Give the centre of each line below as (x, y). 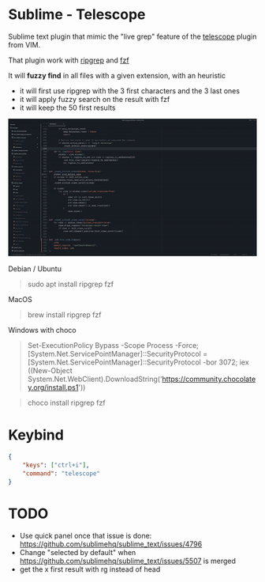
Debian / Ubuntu (35, 269)
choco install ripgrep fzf (66, 403)
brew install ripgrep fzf (64, 315)
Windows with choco (42, 331)
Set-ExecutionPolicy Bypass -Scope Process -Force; (113, 346)
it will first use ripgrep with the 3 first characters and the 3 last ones (130, 91)
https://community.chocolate (209, 379)
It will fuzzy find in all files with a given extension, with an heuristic (117, 75)
